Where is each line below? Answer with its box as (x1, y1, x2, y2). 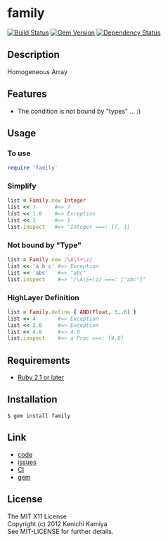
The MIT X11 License (7, 512, 67, 521)
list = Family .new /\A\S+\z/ (7, 256, 93, 263)
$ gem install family (7, 412, 71, 420)
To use (7, 148, 31, 158)
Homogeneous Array (7, 67, 68, 76)
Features (7, 88, 47, 100)
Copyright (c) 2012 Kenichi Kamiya (7, 519, 108, 528)
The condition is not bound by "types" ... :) (17, 107, 141, 115)
